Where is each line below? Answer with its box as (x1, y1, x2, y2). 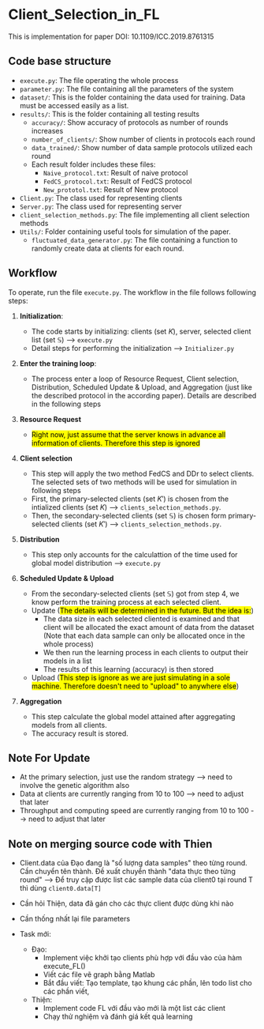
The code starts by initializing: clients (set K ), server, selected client (31, 326, 251, 336)
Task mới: (19, 929, 51, 939)
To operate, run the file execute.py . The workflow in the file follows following (8, 287, 257, 297)
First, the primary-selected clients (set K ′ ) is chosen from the (31, 494, 229, 503)
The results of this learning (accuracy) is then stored (43, 664, 214, 673)
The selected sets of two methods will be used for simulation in (31, 477, 237, 487)
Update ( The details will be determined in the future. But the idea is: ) (31, 605, 255, 615)
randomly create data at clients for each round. (31, 243, 184, 253)
